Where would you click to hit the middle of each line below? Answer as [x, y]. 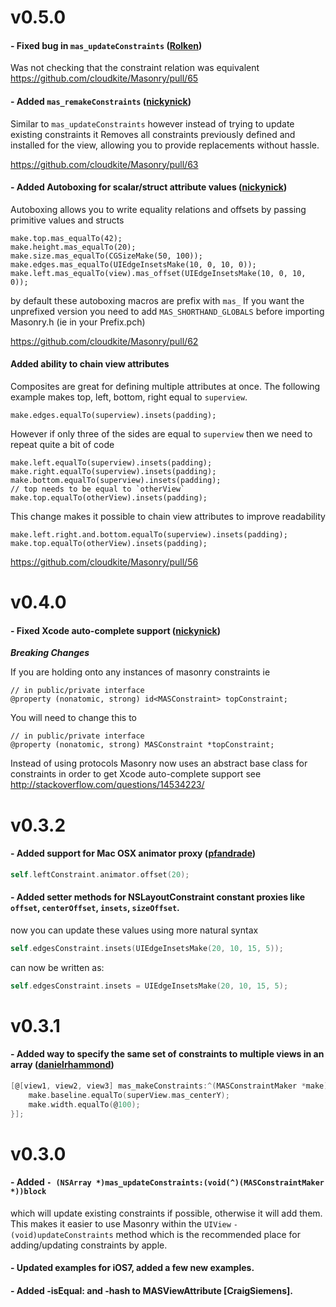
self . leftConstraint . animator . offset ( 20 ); [100, 874]
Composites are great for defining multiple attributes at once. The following [165, 386]
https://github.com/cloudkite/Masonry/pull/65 [104, 78]
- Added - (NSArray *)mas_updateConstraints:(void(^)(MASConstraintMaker [167, 1182]
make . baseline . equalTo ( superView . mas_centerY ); [129, 1095]
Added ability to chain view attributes [90, 364]
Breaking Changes [50, 653]
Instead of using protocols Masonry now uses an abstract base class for [159, 763]
